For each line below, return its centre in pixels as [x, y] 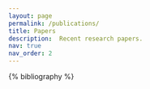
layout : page [30, 16]
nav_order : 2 [30, 53]
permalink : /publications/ [54, 23]
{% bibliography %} [41, 76]
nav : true [25, 46]
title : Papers [32, 31]
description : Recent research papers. [76, 38]
